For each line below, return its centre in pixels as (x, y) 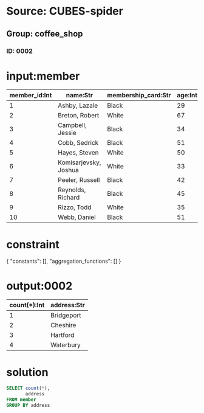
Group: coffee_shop (45, 34)
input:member (43, 76)
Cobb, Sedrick (78, 143)
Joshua (68, 170)
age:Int (187, 95)
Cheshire (63, 325)
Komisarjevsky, (79, 162)
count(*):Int (27, 305)
